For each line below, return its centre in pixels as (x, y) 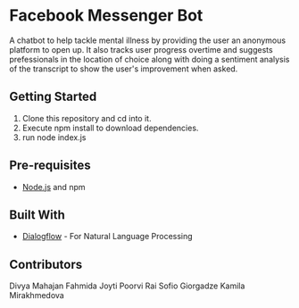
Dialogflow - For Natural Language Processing (108, 237)
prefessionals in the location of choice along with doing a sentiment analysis (149, 59)
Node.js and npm (54, 187)
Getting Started (53, 97)
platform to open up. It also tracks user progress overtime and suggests (141, 49)
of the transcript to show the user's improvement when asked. (124, 69)
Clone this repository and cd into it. (87, 118)
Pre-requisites (50, 166)
